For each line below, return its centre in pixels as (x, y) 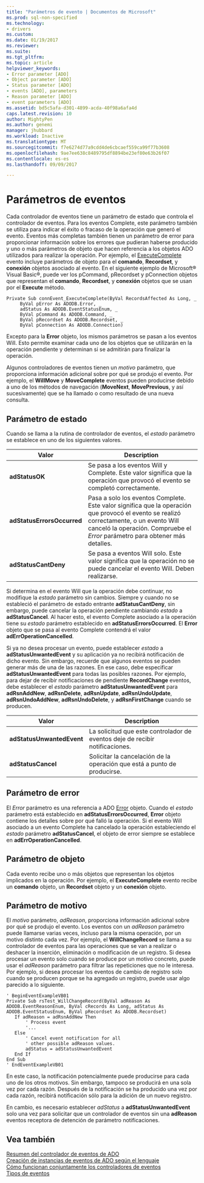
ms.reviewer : (23, 46)
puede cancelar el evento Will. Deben (141, 568)
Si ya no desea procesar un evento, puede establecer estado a (85, 648)
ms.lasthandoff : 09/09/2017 (42, 165)
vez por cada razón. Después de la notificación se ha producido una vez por (102, 1089)
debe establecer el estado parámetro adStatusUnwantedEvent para (92, 687)
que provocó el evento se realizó (134, 513)
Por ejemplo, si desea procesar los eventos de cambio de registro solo (94, 972)
